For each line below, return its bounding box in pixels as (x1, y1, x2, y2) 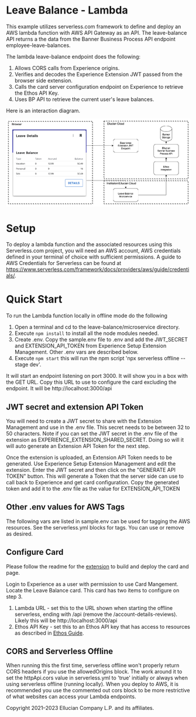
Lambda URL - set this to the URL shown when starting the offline (14, 604, 173, 611)
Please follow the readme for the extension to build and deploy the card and (6, 562, 189, 570)
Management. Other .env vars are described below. (14, 349, 139, 356)
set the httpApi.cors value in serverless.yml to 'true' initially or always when (6, 674, 188, 682)
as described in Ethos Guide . (14, 629, 84, 636)
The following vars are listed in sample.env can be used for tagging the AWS (6, 518, 191, 525)
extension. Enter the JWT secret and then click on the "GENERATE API (6, 467, 176, 474)
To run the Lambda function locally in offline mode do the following (6, 312, 168, 319)
